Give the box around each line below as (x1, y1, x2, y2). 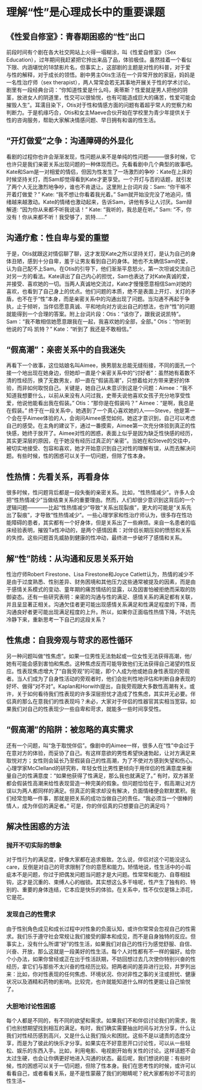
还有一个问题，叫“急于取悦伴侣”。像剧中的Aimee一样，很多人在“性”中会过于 (6, 742, 195, 749)
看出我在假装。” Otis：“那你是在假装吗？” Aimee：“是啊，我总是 (37, 400, 194, 407)
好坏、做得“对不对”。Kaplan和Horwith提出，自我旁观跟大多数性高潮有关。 (6, 683, 190, 690)
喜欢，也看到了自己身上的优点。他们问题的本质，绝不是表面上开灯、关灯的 (6, 287, 191, 295)
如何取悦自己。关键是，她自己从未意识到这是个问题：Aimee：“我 (26, 384, 188, 392)
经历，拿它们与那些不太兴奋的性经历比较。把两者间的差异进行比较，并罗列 (6, 963, 191, 970)
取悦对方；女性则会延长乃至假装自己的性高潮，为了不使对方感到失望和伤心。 (6, 757, 196, 764)
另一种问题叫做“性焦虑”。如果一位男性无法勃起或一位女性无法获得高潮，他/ (6, 652, 192, 660)
